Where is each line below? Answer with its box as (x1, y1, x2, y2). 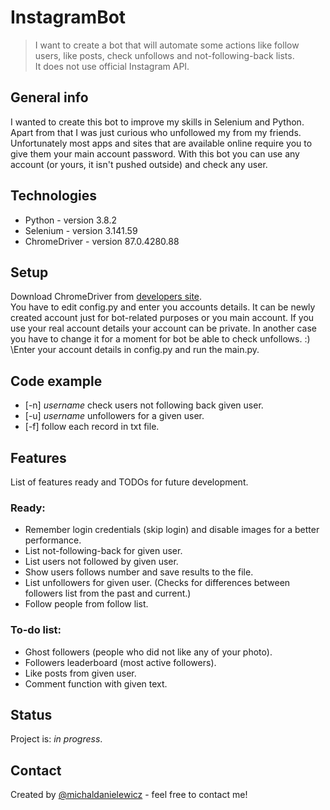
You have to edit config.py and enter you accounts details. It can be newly (10, 301, 316, 313)
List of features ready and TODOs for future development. (10, 476, 249, 488)
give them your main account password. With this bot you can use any (10, 147, 300, 160)
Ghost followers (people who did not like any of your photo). (24, 646, 273, 658)
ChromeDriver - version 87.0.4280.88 (24, 235, 180, 247)
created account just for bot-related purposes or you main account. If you (10, 312, 315, 324)
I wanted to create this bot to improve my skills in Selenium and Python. (10, 116, 305, 128)
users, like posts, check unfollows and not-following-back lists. (34, 49, 295, 61)
